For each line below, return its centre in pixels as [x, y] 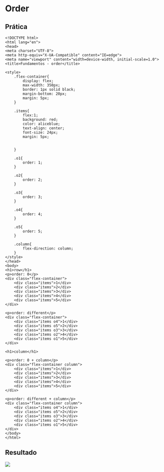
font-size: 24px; [40, 133]
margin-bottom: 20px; [45, 94]
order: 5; [33, 231]
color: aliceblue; [41, 124]
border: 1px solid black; [49, 89]
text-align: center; [44, 128]
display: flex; [38, 81]
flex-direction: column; [48, 249]
